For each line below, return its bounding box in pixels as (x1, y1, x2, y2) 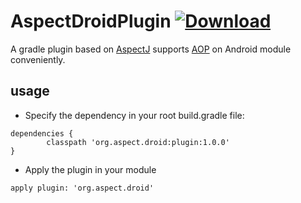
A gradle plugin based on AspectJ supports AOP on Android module (10, 43, 292, 55)
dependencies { (10, 128, 74, 139)
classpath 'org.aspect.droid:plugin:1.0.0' (46, 137, 230, 147)
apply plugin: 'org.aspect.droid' (10, 183, 155, 193)
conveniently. (10, 53, 66, 65)
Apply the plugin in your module (24, 163, 157, 175)
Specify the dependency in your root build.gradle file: (24, 109, 245, 121)
